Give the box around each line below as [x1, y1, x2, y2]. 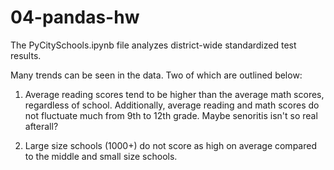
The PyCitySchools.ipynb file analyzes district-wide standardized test [10, 39, 297, 51]
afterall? [24, 120, 59, 132]
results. [10, 49, 42, 61]
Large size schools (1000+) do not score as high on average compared [24, 139, 317, 151]
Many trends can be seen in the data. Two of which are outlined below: [10, 69, 303, 81]
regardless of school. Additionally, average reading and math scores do [24, 99, 320, 111]
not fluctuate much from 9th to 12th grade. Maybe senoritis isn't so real [24, 109, 318, 121]
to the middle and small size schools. [24, 150, 178, 162]
